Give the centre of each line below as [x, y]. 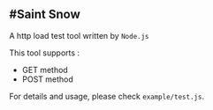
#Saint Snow [45, 15]
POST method [47, 79]
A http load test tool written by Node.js [79, 35]
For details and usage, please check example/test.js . [107, 96]
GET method [45, 70]
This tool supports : [45, 53]
